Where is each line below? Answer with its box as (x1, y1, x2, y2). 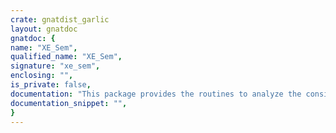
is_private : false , (10, 80, 92, 90)
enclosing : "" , (10, 71, 74, 81)
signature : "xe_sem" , (10, 61, 101, 71)
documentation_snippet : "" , (10, 98, 128, 108)
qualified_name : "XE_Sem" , (10, 52, 123, 62)
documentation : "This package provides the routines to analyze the (10, 89, 302, 99)
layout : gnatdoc (10, 24, 78, 34)
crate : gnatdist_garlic (10, 14, 110, 25)
